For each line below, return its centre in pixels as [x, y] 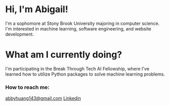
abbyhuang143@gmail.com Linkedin [43, 98]
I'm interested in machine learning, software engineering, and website [78, 28]
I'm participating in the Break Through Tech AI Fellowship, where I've [77, 68]
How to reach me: [27, 87]
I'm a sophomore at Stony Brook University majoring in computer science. [82, 23]
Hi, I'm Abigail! [37, 9]
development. [20, 34]
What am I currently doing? [64, 55]
